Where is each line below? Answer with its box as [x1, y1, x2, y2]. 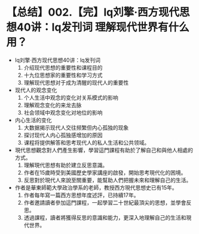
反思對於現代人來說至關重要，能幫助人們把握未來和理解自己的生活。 [23, 176, 192, 184]
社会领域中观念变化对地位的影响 [23, 109, 103, 116]
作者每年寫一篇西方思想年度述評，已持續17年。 [23, 191, 139, 199]
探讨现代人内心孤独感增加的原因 [23, 131, 103, 139]
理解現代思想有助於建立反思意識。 [23, 161, 108, 169]
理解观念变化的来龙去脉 [23, 101, 82, 109]
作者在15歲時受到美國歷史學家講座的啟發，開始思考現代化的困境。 [23, 169, 186, 176]
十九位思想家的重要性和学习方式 [23, 71, 103, 79]
